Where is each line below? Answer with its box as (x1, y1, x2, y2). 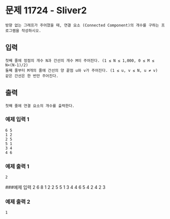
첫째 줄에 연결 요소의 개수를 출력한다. (5, 103, 75, 108)
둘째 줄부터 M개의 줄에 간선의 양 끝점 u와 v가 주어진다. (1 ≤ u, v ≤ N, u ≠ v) (5, 68, 158, 73)
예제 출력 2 (5, 198, 30, 205)
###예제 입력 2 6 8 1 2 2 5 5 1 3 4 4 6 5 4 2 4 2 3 (5, 184, 106, 190)
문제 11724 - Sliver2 (5, 5, 87, 16)
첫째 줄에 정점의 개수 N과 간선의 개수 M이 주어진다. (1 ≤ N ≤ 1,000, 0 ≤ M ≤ (5, 58, 155, 63)
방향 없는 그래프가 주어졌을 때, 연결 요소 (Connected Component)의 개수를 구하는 (5, 22, 159, 28)
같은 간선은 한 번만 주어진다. (5, 73, 59, 78)
